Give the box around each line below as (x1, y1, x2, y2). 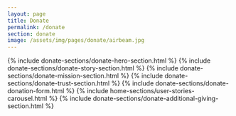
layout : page (7, 10, 46, 18)
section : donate (7, 30, 55, 38)
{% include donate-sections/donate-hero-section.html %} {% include (7, 56, 211, 65)
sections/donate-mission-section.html (7, 72, 119, 80)
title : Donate (7, 17, 50, 24)
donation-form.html (7, 87, 65, 95)
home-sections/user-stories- (109, 87, 195, 95)
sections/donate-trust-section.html (7, 79, 110, 88)
